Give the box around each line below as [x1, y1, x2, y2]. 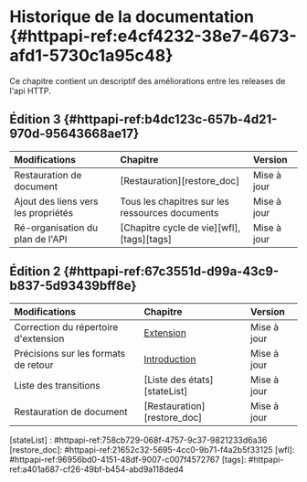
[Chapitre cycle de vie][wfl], [120, 221, 240, 234]
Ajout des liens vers [14, 195, 99, 208]
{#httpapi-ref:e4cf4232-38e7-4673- [9, 26, 297, 47]
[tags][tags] [120, 232, 172, 245]
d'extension [14, 332, 65, 345]
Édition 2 [9, 263, 61, 280]
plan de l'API [14, 232, 68, 245]
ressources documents [120, 206, 219, 219]
